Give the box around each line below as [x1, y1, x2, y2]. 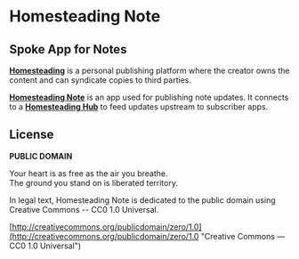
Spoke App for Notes [9, 42, 127, 57]
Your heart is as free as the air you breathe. [9, 167, 168, 179]
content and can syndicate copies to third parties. [9, 75, 191, 85]
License [9, 127, 54, 142]
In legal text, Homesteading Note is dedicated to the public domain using [9, 194, 276, 206]
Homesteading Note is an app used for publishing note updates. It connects [9, 92, 289, 102]
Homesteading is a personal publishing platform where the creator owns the [9, 65, 290, 76]
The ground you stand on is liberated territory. [9, 177, 178, 188]
